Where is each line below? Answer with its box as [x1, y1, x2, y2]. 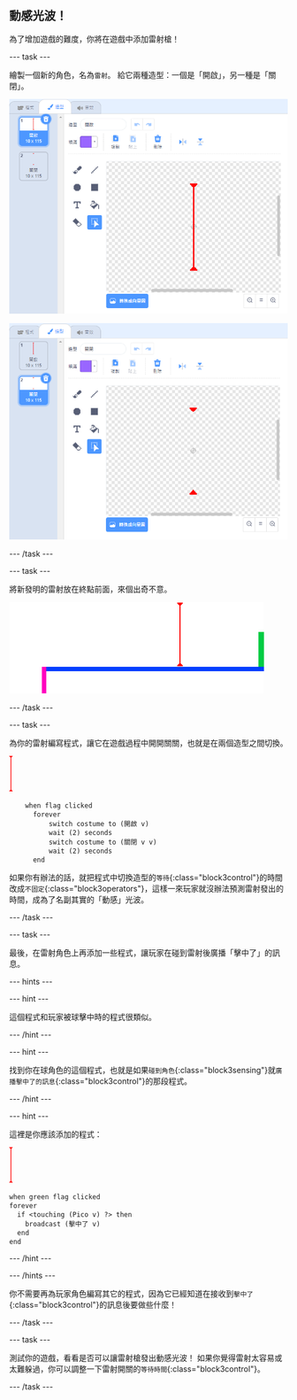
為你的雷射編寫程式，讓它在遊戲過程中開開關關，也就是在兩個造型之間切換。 [9, 738, 288, 748]
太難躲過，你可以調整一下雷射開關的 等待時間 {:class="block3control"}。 [9, 1363, 265, 1374]
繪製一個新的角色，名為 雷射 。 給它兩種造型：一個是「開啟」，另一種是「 [9, 69, 269, 80]
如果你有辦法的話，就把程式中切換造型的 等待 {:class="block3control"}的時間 [9, 871, 283, 883]
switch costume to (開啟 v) [48, 819, 149, 828]
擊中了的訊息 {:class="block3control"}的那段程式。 [15, 1075, 193, 1087]
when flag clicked [25, 801, 93, 810]
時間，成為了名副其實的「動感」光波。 [9, 893, 148, 905]
